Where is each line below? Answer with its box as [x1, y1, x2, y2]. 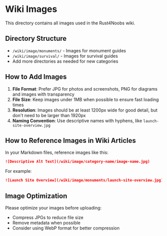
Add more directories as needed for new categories [12, 58, 118, 64]
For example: [5, 168, 32, 174]
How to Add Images [5, 73, 67, 81]
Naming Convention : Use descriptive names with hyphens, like [12, 118, 143, 123]
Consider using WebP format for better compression [12, 225, 120, 231]
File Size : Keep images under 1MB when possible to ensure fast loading [12, 96, 159, 103]
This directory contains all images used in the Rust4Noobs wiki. [5, 20, 135, 26]
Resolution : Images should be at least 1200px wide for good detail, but [12, 107, 158, 113]
